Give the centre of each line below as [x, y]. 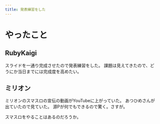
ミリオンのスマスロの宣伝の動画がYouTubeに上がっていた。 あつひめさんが [80, 101]
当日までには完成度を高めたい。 [49, 71]
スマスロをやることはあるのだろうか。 [43, 117]
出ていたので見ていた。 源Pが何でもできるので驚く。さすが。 [66, 107]
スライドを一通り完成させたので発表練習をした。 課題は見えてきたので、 [78, 65]
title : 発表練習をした [25, 9]
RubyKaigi [21, 53]
